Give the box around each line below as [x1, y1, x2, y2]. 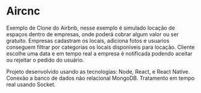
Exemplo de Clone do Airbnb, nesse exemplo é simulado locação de [6, 24, 176, 31]
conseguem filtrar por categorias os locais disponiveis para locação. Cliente [6, 43, 195, 51]
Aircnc [6, 4, 40, 18]
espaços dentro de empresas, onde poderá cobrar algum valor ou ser [6, 30, 179, 37]
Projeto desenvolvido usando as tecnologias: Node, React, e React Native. [6, 68, 190, 75]
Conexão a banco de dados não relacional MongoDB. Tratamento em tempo [6, 74, 195, 82]
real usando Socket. [6, 80, 56, 88]
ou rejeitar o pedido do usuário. [6, 56, 84, 63]
